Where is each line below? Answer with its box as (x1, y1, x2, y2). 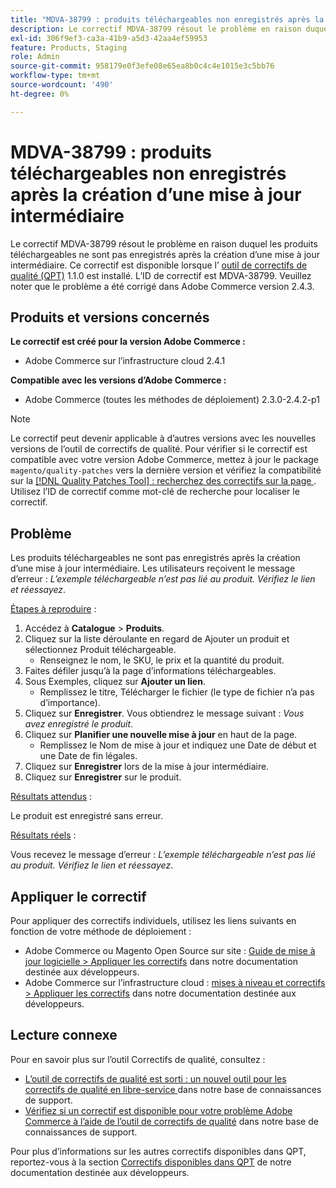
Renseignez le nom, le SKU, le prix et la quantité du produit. (39, 654, 285, 666)
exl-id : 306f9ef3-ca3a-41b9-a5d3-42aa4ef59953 (10, 33, 208, 43)
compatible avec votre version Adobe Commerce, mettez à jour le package (10, 454, 320, 466)
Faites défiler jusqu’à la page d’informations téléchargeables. (24, 665, 277, 677)
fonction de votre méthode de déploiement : (10, 926, 192, 937)
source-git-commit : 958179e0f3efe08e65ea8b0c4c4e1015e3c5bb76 (10, 61, 275, 71)
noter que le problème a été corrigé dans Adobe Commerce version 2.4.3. (10, 280, 315, 292)
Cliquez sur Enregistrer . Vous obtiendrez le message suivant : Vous (24, 707, 305, 720)
